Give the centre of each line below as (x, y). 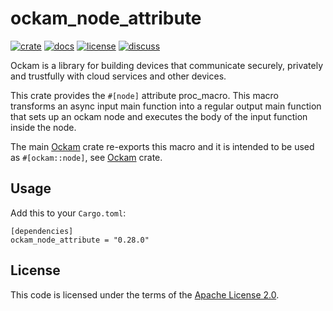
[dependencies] (42, 231)
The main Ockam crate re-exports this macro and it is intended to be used (162, 146)
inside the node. (43, 127)
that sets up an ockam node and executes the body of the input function (159, 116)
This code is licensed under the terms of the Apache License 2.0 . (145, 294)
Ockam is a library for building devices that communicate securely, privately (167, 65)
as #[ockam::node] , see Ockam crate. (86, 157)
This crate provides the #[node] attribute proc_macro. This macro (144, 95)
